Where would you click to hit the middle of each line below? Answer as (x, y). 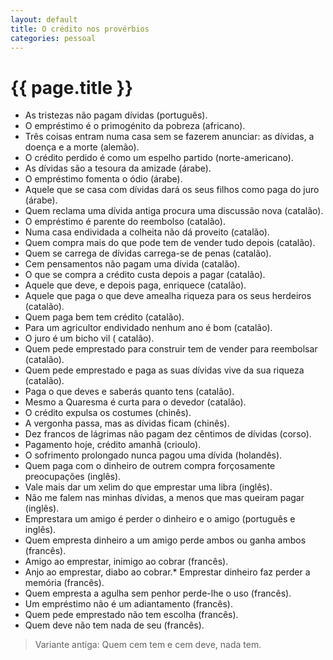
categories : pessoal (53, 38)
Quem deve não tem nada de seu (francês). (114, 625)
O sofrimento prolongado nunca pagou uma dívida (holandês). (153, 455)
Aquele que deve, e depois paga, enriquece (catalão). (135, 285)
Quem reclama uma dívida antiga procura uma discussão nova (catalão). (174, 211)
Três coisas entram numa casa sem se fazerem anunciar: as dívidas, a (169, 137)
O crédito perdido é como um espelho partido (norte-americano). (159, 158)
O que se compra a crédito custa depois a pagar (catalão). (145, 275)
